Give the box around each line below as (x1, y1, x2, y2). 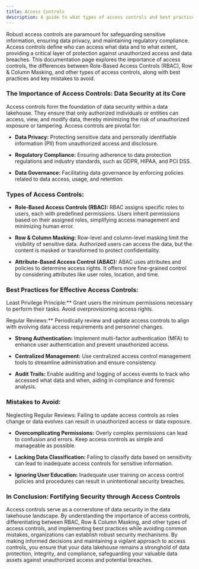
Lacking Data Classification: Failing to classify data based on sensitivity (14, 453, 192, 460)
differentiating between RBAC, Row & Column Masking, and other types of (6, 518, 187, 526)
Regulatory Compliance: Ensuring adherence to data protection (14, 151, 172, 158)
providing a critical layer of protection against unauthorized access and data (6, 49, 192, 56)
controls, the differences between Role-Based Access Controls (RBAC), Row (6, 62, 192, 69)
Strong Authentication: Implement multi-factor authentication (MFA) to (14, 335, 189, 342)
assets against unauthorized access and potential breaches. (6, 556, 153, 563)
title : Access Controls (6, 8, 65, 15)
